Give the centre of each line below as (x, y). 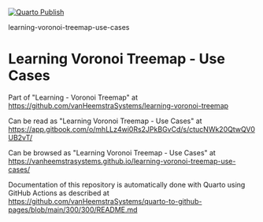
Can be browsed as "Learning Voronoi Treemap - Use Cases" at (112, 152)
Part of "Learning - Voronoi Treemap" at (73, 97)
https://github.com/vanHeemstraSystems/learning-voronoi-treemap (119, 105)
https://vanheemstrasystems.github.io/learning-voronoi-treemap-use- (122, 161)
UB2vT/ (20, 137)
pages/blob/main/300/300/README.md (73, 209)
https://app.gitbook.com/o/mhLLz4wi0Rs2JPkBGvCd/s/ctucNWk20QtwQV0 (132, 129)
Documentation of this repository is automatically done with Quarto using (127, 184)
